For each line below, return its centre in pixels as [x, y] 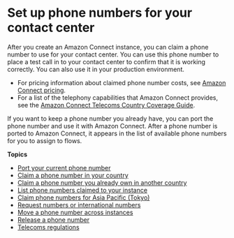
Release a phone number [53, 220]
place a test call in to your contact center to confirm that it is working [107, 61]
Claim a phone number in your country [73, 175]
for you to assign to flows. [45, 140]
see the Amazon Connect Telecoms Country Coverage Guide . [106, 105]
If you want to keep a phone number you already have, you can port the [110, 118]
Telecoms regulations [48, 227]
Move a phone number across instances [75, 212]
